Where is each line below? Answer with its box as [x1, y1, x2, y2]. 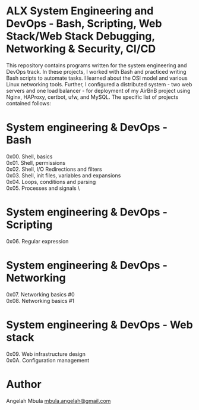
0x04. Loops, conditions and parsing [6, 178, 96, 185]
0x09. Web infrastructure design [6, 350, 86, 358]
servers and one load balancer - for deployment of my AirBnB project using [6, 87, 191, 94]
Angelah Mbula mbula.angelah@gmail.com [6, 397, 111, 404]
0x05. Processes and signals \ [6, 184, 80, 192]
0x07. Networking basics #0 [6, 290, 75, 298]
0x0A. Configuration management [6, 356, 90, 364]
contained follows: [6, 99, 52, 107]
